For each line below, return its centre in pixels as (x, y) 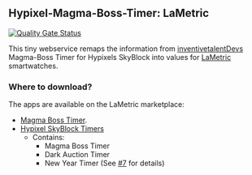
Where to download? (50, 87)
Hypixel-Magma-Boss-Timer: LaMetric (109, 13)
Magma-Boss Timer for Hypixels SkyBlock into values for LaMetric (120, 57)
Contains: (48, 138)
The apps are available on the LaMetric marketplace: (96, 105)
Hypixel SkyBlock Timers (62, 129)
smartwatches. (33, 66)
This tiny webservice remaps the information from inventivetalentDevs (126, 49)
